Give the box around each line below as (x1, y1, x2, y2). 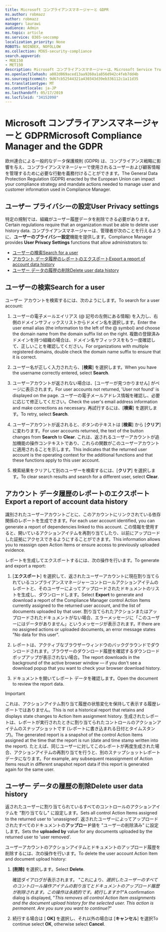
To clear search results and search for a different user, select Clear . (20, 473, 159, 479)
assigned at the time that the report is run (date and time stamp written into (5, 737, 159, 743)
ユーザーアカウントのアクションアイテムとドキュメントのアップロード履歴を (5, 844, 161, 850)
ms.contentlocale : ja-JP (5, 85, 56, 91)
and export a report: (5, 563, 46, 569)
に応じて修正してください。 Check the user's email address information (12, 399, 158, 405)
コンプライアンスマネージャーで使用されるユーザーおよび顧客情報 (26, 164, 161, 170)
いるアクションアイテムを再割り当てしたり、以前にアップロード (31, 530, 161, 536)
